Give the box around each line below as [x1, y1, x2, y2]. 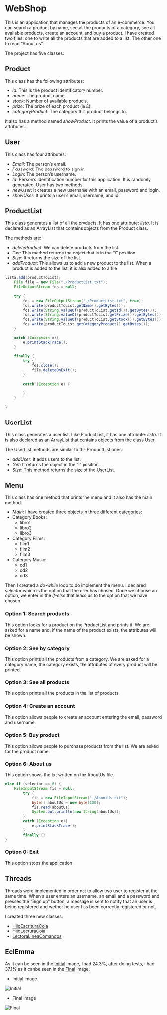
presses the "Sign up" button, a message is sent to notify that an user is [5, 898, 153, 904]
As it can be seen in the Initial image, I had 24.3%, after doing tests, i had [5, 961, 155, 967]
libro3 [19, 530, 32, 536]
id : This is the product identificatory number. [12, 87, 103, 93]
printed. [5, 667, 21, 673]
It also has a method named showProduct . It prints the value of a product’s [5, 118, 158, 124]
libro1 [19, 520, 31, 526]
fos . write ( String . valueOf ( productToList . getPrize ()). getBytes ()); [23, 312, 164, 317]
